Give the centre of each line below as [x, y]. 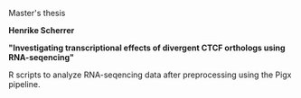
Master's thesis [37, 13]
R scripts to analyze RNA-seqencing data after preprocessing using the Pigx [150, 75]
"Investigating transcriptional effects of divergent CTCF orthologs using [147, 48]
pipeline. [24, 84]
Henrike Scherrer [42, 30]
